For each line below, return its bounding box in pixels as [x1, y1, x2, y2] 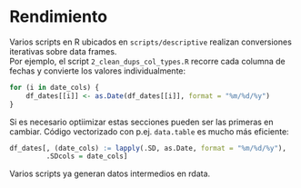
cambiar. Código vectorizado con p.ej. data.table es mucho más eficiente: [9, 125, 289, 137]
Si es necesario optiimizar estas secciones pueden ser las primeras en [9, 116, 275, 127]
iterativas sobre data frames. [9, 45, 117, 56]
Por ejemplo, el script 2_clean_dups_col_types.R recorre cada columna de [9, 55, 286, 66]
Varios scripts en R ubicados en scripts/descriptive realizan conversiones [9, 36, 293, 47]
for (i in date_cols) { [9, 83, 100, 92]
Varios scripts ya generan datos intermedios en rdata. [9, 168, 211, 179]
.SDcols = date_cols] [45, 152, 128, 161]
